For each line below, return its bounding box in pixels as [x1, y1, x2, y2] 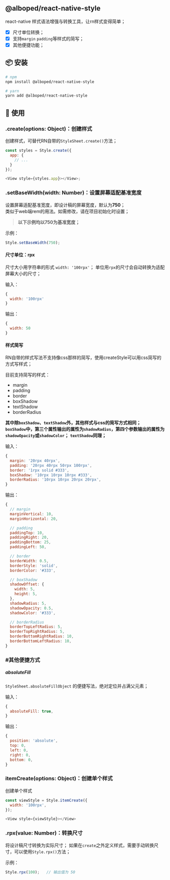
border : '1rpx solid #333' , [10, 467, 70, 473]
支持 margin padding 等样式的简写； [12, 35, 84, 41]
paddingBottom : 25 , [10, 540, 51, 545]
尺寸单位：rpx [5, 252, 35, 258]
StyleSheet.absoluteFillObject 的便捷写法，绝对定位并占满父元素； [5, 683, 149, 689]
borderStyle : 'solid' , [10, 563, 58, 568]
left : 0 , [10, 748, 29, 753]
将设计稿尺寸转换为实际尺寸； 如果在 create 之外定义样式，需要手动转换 [5, 842, 154, 848]
